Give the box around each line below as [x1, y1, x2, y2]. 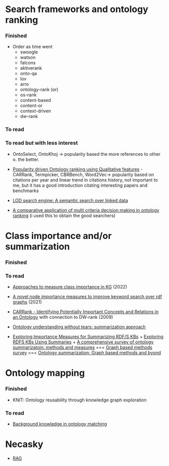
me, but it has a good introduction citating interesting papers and [12, 182, 148, 188]
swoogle [20, 49, 38, 55]
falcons [20, 60, 36, 66]
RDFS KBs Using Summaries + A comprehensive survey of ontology [12, 339, 154, 345]
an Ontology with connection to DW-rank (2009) [12, 314, 114, 320]
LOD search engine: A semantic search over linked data [12, 197, 129, 203]
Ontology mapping [5, 367, 85, 379]
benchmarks [12, 188, 39, 194]
